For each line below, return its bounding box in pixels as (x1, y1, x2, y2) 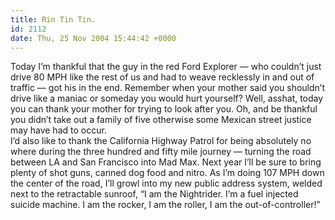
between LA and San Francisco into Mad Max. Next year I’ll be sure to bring (10, 156, 322, 168)
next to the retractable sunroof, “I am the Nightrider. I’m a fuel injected (10, 188, 299, 200)
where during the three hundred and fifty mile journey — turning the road (10, 146, 312, 158)
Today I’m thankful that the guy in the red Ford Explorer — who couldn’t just (10, 61, 322, 73)
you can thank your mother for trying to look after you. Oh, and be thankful (10, 103, 318, 115)
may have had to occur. (10, 124, 107, 136)
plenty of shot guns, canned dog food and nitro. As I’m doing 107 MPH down (10, 167, 325, 179)
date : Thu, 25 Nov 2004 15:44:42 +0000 (10, 33, 177, 43)
